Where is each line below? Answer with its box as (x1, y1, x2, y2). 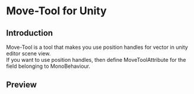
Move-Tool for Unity (6, 4, 107, 18)
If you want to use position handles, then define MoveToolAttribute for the (6, 57, 186, 63)
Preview (6, 80, 37, 90)
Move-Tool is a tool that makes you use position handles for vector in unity (6, 43, 188, 51)
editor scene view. (6, 50, 51, 57)
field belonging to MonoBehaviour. (6, 62, 91, 70)
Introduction (6, 28, 53, 38)
